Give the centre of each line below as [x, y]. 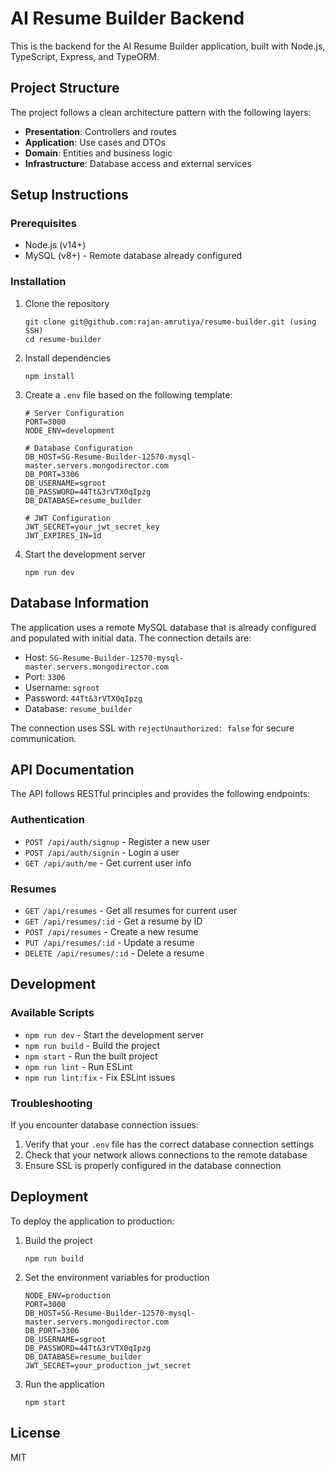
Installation [38, 282]
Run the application [64, 1384]
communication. [43, 738]
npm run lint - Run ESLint [78, 1066]
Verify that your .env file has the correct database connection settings [169, 1144]
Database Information [80, 603]
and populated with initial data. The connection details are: [131, 638]
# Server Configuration [74, 413]
